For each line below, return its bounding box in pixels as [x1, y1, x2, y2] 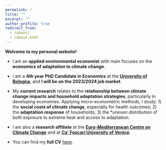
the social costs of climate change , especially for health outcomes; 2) [12, 104, 157, 110]
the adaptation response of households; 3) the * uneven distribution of [12, 109, 158, 115]
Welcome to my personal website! [5, 48, 77, 55]
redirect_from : [5, 26, 37, 31]
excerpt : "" [5, 16, 30, 21]
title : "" [5, 12, 26, 17]
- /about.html [9, 35, 39, 40]
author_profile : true [5, 21, 50, 26]
